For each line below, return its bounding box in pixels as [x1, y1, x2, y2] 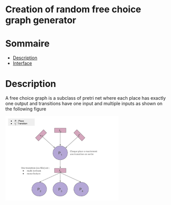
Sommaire [5, 38, 50, 50]
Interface [12, 60, 32, 66]
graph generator [5, 14, 76, 26]
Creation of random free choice [5, 4, 142, 15]
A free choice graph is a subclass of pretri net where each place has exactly [5, 95, 166, 101]
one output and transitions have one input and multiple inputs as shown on [5, 101, 163, 107]
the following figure [5, 106, 47, 112]
